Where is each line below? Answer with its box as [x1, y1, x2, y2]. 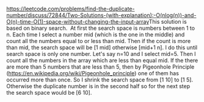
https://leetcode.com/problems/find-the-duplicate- [6, 5, 135, 12]
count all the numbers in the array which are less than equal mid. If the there [6, 57, 199, 64]
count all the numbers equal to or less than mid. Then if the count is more [6, 38, 191, 44]
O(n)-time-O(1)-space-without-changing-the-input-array [6, 18, 150, 25]
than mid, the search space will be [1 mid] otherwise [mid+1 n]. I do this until [6, 44, 197, 51]
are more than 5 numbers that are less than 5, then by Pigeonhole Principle [6, 63, 195, 70]
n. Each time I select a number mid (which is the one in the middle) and [6, 31, 185, 38]
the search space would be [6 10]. [6, 89, 92, 96]
